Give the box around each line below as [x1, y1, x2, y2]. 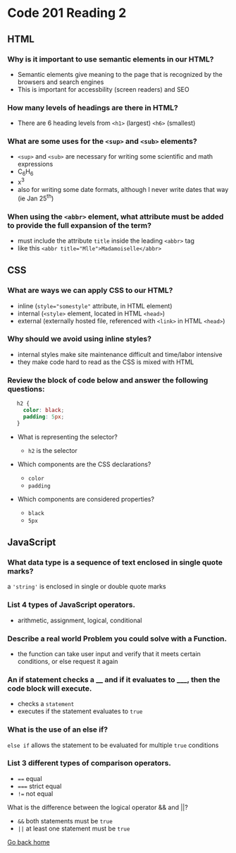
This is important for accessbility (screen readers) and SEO [17, 85, 190, 93]
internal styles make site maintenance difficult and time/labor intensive [17, 350, 223, 358]
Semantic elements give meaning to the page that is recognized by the [17, 70, 223, 78]
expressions [17, 160, 54, 169]
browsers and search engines [17, 78, 104, 86]
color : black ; [23, 407, 65, 414]
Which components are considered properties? [17, 495, 155, 503]
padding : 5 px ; [23, 413, 65, 421]
